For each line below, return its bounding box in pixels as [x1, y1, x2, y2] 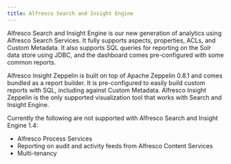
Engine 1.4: [7, 121, 38, 129]
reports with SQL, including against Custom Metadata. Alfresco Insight [7, 86, 207, 94]
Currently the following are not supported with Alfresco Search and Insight [7, 114, 219, 122]
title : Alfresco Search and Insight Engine [7, 10, 134, 17]
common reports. [7, 58, 56, 66]
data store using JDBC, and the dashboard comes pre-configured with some [7, 51, 224, 59]
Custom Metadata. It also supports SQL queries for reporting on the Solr [7, 43, 212, 51]
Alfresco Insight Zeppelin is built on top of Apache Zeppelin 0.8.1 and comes [7, 71, 223, 80]
